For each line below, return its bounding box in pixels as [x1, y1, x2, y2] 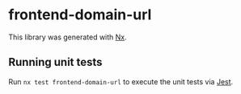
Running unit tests [8, 55, 103, 69]
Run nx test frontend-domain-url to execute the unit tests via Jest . [8, 76, 234, 86]
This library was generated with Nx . [8, 32, 127, 42]
